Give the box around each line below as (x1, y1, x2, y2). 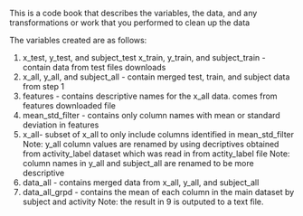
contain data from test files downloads (22, 62, 166, 72)
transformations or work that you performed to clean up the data (9, 17, 251, 28)
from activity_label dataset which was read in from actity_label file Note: (22, 148, 290, 159)
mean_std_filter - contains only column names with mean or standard (22, 110, 280, 120)
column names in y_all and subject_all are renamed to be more (22, 158, 255, 168)
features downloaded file (22, 100, 116, 111)
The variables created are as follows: (9, 35, 147, 45)
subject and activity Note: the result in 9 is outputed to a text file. (22, 196, 264, 207)
